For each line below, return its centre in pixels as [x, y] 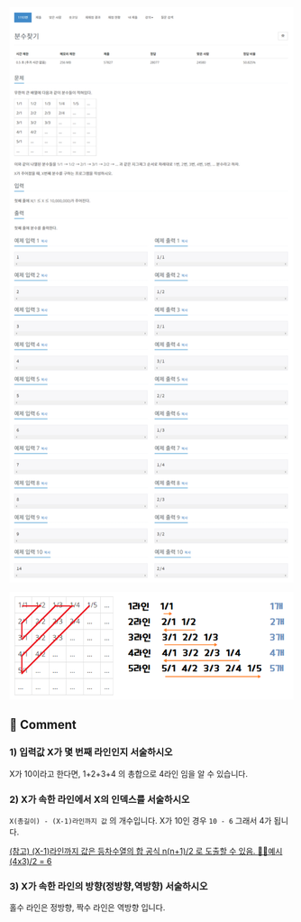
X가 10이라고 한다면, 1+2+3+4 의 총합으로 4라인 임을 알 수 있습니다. [129, 773]
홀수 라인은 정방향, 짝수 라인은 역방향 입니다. [87, 908]
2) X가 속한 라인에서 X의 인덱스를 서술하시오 [100, 799]
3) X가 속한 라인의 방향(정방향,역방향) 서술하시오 [109, 886]
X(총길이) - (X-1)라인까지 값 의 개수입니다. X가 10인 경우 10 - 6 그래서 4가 [141, 820]
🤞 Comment [43, 725]
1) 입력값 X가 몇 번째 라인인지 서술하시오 [91, 752]
